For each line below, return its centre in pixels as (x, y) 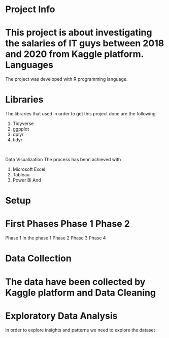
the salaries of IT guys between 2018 (85, 43)
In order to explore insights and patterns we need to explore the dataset (80, 330)
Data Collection (39, 258)
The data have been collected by (75, 282)
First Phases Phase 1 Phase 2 (68, 224)
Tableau (21, 175)
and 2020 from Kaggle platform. (74, 54)
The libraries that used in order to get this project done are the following (80, 114)
